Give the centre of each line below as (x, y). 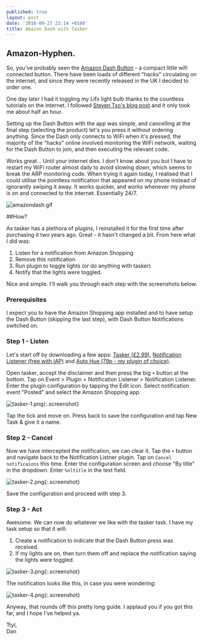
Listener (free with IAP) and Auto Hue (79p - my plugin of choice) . (88, 361)
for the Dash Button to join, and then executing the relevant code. (88, 150)
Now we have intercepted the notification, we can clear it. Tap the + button (99, 450)
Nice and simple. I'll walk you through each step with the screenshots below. (102, 284)
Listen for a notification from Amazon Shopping (74, 253)
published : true (27, 12)
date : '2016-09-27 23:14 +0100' (47, 23)
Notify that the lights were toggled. (58, 272)
